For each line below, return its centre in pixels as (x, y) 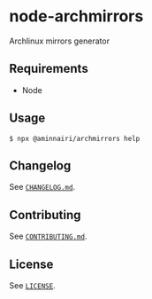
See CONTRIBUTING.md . (48, 236)
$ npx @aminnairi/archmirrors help (75, 138)
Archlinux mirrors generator (60, 41)
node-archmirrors (76, 16)
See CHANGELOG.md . (42, 187)
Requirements (49, 69)
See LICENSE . (32, 285)
